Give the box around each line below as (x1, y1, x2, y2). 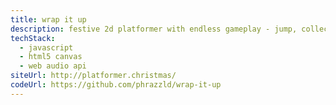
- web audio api (19, 61, 87, 71)
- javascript (19, 42, 74, 53)
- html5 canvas (19, 52, 83, 62)
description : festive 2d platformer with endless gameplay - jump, (10, 24, 298, 34)
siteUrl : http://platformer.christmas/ (10, 71, 177, 81)
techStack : (10, 33, 56, 43)
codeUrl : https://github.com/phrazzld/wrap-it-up (10, 80, 222, 90)
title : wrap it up (10, 14, 87, 25)
